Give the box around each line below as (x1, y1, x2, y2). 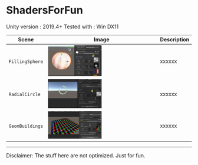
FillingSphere (8, 58, 44, 65)
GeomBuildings (8, 123, 44, 129)
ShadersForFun (6, 4, 84, 17)
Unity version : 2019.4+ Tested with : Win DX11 (6, 23, 119, 30)
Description (160, 36, 190, 43)
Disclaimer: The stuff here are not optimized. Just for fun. (6, 151, 146, 159)
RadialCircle (8, 92, 41, 98)
